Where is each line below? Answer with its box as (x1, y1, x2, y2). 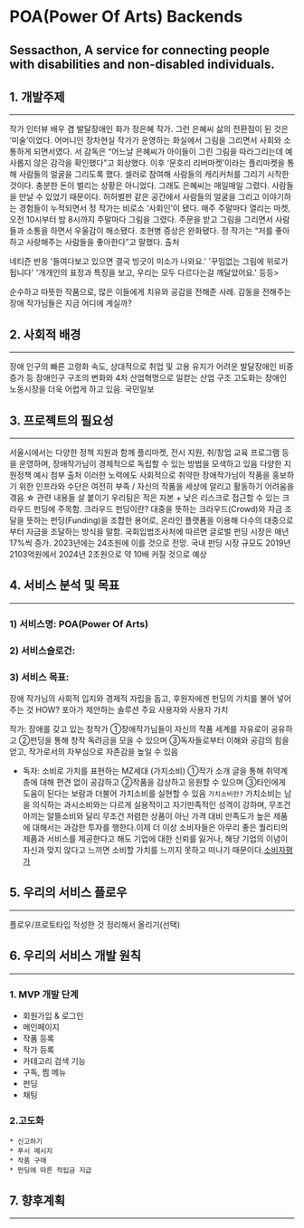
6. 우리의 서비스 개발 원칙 (9, 948, 142, 964)
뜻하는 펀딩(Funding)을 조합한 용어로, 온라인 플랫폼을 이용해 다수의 (25, 515, 262, 526)
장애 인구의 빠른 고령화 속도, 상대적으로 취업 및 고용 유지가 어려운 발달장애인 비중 (9, 361, 294, 372)
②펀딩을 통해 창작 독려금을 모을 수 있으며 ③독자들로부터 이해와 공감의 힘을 (18, 735, 290, 746)
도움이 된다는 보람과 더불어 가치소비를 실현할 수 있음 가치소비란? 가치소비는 (22, 787, 282, 798)
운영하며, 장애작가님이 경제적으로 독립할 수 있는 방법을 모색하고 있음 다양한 (18, 459, 282, 470)
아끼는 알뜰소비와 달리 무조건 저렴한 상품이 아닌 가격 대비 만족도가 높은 (22, 810, 271, 821)
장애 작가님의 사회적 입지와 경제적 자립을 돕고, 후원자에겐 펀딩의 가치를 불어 (9, 692, 275, 703)
